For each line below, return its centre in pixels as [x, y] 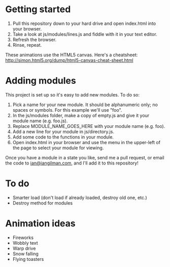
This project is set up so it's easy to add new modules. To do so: [72, 94]
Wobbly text [25, 243]
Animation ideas [40, 223]
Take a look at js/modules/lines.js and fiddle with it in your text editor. [85, 34]
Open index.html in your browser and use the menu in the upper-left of [87, 142]
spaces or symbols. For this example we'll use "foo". [67, 110]
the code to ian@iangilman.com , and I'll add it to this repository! [72, 163]
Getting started [38, 9]
